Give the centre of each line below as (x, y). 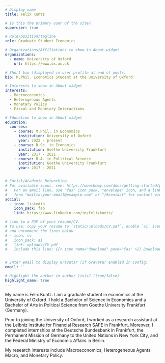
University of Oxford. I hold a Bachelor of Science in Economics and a (76, 300)
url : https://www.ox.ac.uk (41, 64)
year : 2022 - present (40, 140)
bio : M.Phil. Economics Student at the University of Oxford (69, 77)
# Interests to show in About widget (44, 86)
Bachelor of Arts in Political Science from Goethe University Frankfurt (75, 305)
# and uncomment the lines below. (41, 231)
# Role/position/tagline (30, 37)
